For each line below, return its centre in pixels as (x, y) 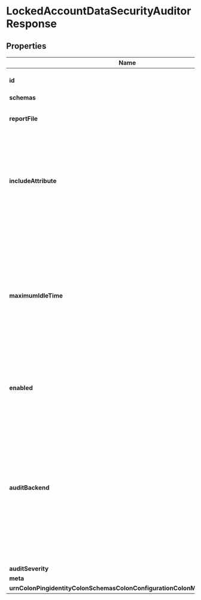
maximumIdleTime (36, 295)
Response (32, 24)
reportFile (23, 118)
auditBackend (29, 487)
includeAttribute (33, 181)
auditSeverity (29, 568)
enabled (21, 388)
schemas (22, 97)
